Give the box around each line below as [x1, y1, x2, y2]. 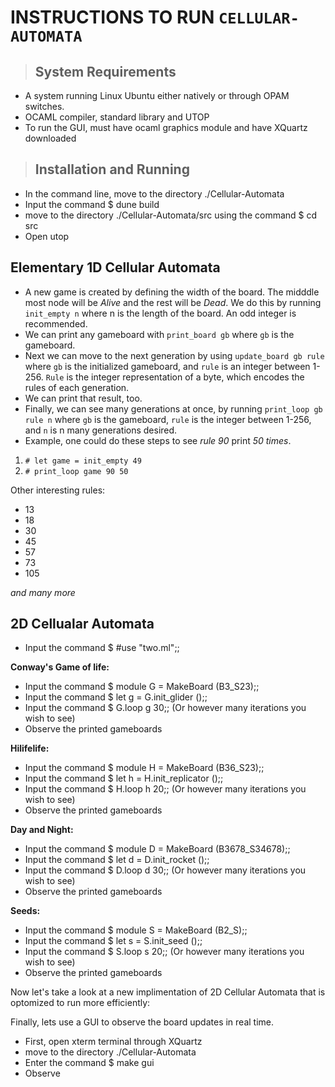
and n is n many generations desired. [24, 424, 178, 436]
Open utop [24, 230, 70, 242]
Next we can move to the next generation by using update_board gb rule [24, 349, 325, 361]
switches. [24, 101, 65, 112]
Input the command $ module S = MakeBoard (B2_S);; [24, 924, 248, 936]
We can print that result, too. [24, 392, 143, 404]
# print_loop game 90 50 [24, 466, 129, 476]
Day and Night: [10, 824, 74, 836]
